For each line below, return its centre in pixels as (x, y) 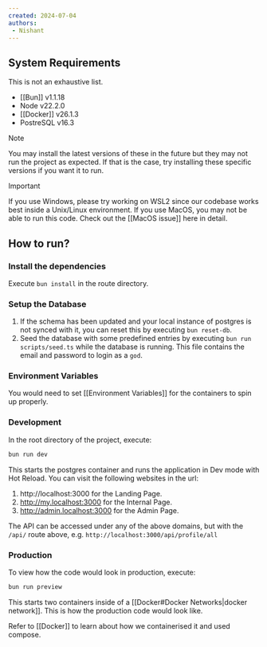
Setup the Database (47, 304)
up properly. (28, 402)
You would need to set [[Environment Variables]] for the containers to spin (130, 393)
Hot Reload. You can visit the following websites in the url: (104, 478)
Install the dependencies (57, 266)
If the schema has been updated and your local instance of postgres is (135, 322)
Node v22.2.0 (42, 106)
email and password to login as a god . (81, 355)
